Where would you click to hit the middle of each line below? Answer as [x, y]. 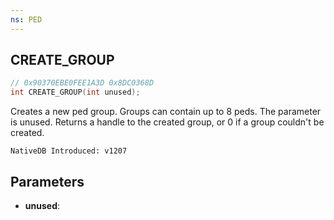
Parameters [47, 181]
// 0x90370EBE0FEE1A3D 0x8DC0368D [82, 83]
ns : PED [26, 19]
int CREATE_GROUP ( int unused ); [75, 92]
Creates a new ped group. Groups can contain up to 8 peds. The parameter [166, 112]
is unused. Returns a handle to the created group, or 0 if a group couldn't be [167, 122]
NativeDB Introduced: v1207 [69, 151]
